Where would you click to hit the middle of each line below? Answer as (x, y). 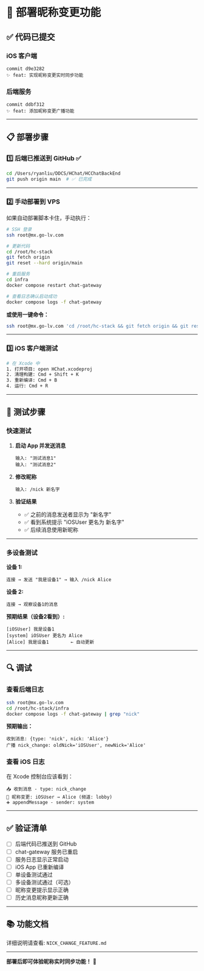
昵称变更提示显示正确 (42, 889)
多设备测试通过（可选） (44, 882)
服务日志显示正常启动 (42, 859)
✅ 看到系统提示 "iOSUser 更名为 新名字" (74, 522)
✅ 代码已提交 (31, 37)
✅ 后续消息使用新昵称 (51, 529)
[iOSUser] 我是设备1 (30, 629)
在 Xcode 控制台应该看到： (40, 776)
